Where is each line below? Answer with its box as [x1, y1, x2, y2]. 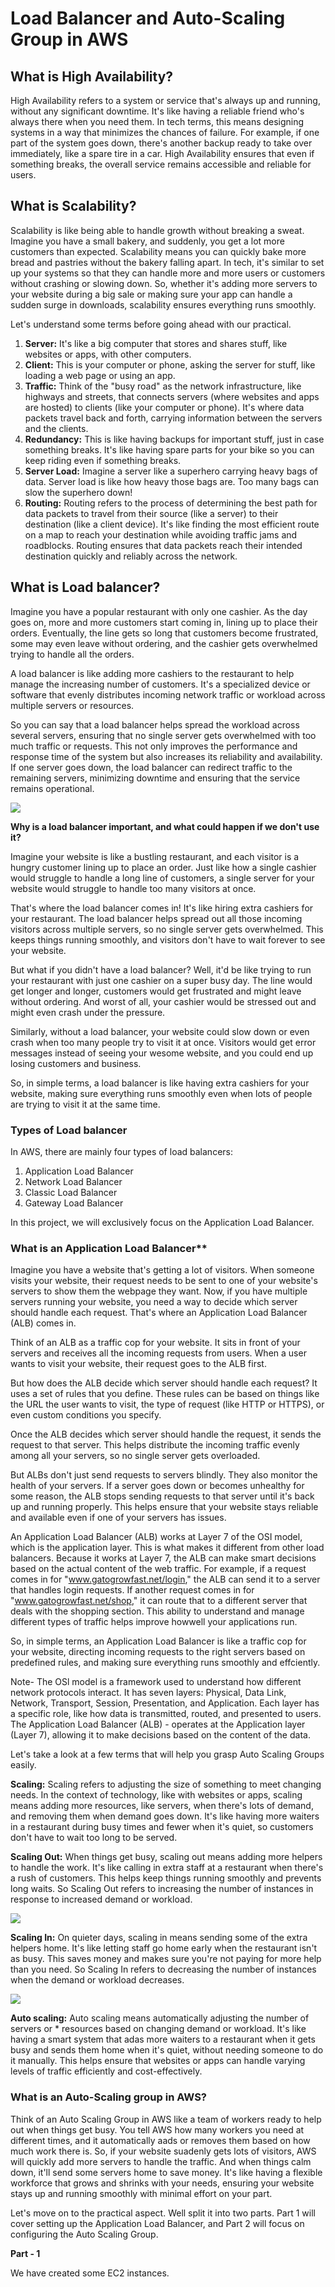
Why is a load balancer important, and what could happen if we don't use [10, 820, 320, 832]
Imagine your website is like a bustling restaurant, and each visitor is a [10, 850, 300, 862]
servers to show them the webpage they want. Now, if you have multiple [10, 1285, 308, 1297]
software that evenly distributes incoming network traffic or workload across [10, 688, 326, 701]
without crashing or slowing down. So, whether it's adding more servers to [10, 277, 318, 289]
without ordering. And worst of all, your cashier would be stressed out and [10, 995, 317, 1007]
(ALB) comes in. [10, 1317, 77, 1329]
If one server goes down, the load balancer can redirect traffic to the [10, 761, 293, 773]
